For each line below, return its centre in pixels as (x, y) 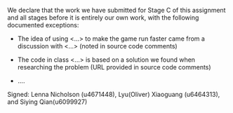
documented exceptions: (43, 25)
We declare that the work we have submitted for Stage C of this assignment (116, 10)
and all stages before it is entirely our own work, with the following (103, 18)
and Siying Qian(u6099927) (47, 102)
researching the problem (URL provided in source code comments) (114, 67)
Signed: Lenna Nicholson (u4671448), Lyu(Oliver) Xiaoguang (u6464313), (114, 94)
